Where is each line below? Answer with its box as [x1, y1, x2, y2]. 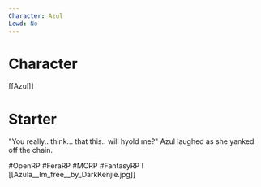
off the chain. [8, 146, 53, 155]
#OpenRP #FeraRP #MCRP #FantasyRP [8, 161, 140, 171]
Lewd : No [8, 20, 38, 28]
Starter [8, 110, 57, 128]
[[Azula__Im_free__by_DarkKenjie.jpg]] [8, 170, 136, 180]
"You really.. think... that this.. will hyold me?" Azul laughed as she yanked [8, 137, 255, 146]
